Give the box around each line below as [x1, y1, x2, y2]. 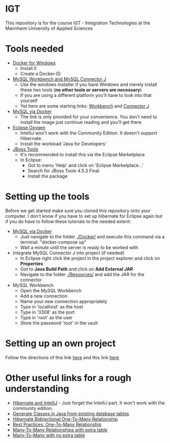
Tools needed [5, 43, 64, 55]
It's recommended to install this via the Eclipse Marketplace [20, 151, 145, 157]
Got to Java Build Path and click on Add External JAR [20, 266, 133, 272]
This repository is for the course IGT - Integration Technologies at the [5, 20, 151, 26]
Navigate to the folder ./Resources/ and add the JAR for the [20, 271, 145, 277]
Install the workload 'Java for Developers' [20, 141, 107, 147]
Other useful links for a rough [5, 372, 131, 384]
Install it [20, 65, 37, 71]
